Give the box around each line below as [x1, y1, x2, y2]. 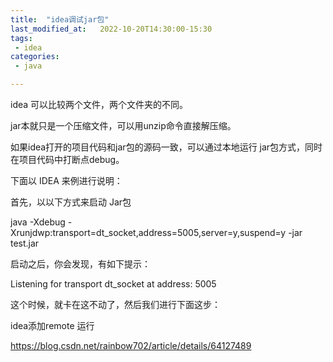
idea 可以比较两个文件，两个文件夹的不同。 [10, 99, 189, 110]
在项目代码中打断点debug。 [10, 154, 125, 165]
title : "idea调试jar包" [10, 14, 110, 25]
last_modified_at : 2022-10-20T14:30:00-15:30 [10, 24, 213, 34]
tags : [10, 33, 33, 43]
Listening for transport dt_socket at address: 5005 [10, 278, 217, 290]
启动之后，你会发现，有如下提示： [10, 258, 151, 270]
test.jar [10, 237, 40, 249]
